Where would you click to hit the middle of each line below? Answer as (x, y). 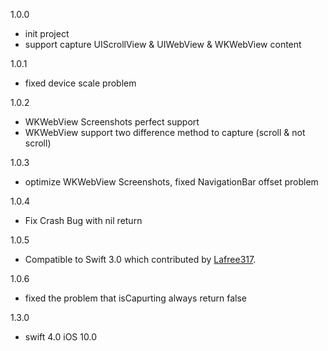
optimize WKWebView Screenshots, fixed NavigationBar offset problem (171, 182)
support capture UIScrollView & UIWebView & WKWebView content (163, 44)
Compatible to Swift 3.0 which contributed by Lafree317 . (140, 259)
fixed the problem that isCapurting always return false (135, 298)
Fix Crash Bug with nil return (83, 220)
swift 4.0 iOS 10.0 (60, 337)
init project (47, 33)
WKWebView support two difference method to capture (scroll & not (165, 132)
